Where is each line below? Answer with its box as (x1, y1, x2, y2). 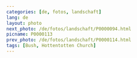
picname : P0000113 (6, 31, 53, 37)
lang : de (6, 14, 28, 21)
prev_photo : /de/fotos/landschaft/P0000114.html (6, 37, 132, 43)
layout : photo (6, 20, 42, 26)
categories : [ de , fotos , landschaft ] (6, 8, 102, 15)
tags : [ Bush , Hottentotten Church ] (6, 43, 96, 49)
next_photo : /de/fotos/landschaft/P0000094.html (6, 25, 132, 32)
